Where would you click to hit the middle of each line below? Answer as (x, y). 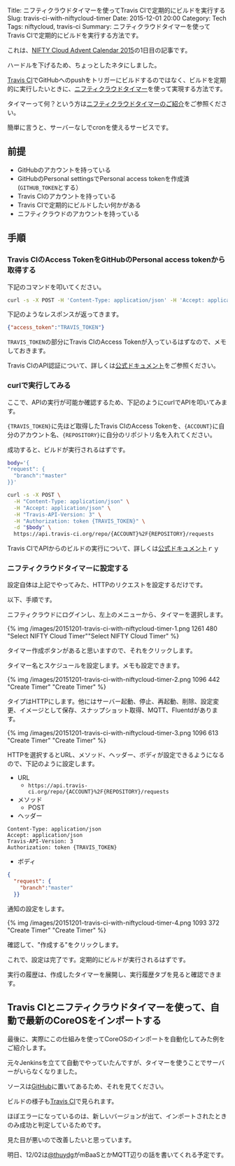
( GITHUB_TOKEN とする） (50, 187)
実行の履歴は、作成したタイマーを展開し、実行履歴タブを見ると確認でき (111, 974)
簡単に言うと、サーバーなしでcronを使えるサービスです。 (90, 127)
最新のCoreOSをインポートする (93, 1020)
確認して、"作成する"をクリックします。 (65, 944)
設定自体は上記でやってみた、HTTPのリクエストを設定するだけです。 (107, 585)
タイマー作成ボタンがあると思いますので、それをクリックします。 (102, 650)
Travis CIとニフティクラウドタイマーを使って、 (109, 1008)
